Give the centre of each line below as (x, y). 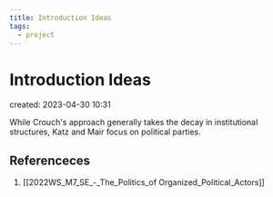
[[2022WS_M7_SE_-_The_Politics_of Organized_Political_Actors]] (144, 182)
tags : (20, 26)
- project (36, 34)
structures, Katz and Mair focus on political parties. (106, 132)
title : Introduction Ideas (61, 18)
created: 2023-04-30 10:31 (60, 104)
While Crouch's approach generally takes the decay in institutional (134, 123)
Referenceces (50, 160)
